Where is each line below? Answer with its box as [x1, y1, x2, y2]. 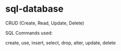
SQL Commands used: [5, 30, 53, 36]
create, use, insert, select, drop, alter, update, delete [5, 39, 116, 46]
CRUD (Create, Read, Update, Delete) [5, 20, 85, 26]
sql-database [5, 3, 64, 15]
